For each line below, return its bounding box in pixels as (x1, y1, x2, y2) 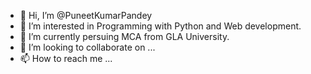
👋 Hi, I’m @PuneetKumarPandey (19, 10, 153, 21)
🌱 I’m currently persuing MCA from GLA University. (19, 31, 230, 42)
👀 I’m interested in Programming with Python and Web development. (19, 20, 302, 32)
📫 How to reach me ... (19, 53, 113, 64)
